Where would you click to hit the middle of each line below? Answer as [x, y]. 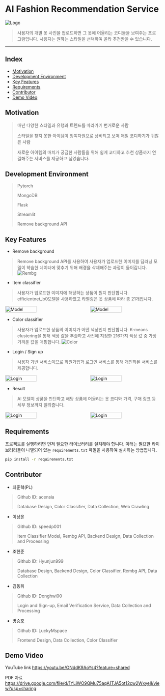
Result [19, 389]
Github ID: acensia [36, 497]
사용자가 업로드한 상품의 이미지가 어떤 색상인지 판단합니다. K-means [82, 330]
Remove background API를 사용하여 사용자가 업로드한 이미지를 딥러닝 [85, 261]
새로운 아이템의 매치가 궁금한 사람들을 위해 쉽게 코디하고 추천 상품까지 [84, 152]
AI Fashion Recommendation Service [82, 9]
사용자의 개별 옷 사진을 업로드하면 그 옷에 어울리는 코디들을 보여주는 [82, 32]
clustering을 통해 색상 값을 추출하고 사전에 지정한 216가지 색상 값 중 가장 [87, 336]
